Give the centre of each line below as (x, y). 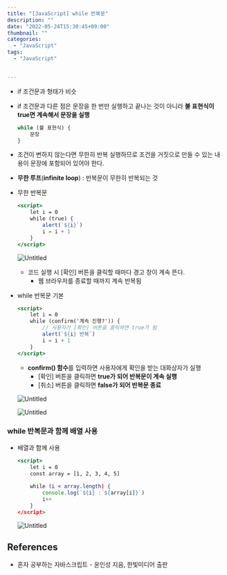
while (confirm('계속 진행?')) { (75, 321)
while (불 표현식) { (44, 128)
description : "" (30, 20)
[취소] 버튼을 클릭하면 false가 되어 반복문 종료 (99, 385)
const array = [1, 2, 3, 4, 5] (75, 474)
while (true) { (52, 219)
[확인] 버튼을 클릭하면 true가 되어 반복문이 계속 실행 (108, 376)
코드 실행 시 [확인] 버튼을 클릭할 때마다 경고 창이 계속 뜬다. (106, 272)
